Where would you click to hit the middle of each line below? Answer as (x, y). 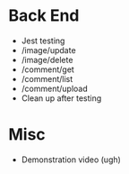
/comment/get (48, 69)
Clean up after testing (61, 98)
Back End (44, 16)
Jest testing (43, 41)
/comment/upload (55, 88)
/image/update (49, 50)
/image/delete (47, 60)
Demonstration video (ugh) (71, 160)
